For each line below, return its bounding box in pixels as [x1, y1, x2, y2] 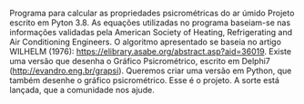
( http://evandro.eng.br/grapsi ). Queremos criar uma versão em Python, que [9, 65, 292, 76]
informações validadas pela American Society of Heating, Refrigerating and [9, 27, 293, 37]
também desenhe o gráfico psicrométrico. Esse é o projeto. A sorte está [9, 75, 280, 85]
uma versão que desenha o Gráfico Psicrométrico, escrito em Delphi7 [9, 56, 270, 66]
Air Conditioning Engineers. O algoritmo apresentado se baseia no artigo [9, 36, 282, 47]
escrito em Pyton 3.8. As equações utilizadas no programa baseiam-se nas [9, 17, 291, 28]
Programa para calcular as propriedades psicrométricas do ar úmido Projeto [9, 8, 295, 18]
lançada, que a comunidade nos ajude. [9, 85, 155, 95]
